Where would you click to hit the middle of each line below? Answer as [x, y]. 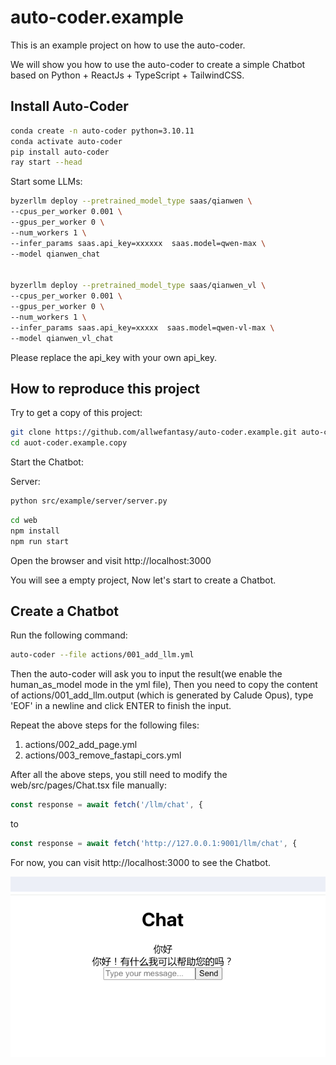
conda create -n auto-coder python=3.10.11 [102, 131]
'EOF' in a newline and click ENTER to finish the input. [121, 706]
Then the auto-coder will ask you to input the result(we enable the [146, 674]
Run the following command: [69, 635]
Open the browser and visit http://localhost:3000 [111, 560]
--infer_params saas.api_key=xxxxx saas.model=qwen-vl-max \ [142, 327]
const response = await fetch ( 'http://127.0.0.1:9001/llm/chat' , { [154, 844]
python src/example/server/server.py [89, 501]
